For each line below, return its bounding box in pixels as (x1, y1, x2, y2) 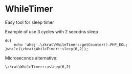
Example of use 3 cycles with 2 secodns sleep (5, 29, 99, 34)
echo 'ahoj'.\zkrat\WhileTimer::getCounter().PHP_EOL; (14, 42, 128, 47)
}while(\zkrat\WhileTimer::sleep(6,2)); (5, 46, 89, 51)
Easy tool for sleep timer (5, 19, 54, 25)
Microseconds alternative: (5, 55, 58, 61)
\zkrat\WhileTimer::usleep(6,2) (5, 64, 71, 69)
